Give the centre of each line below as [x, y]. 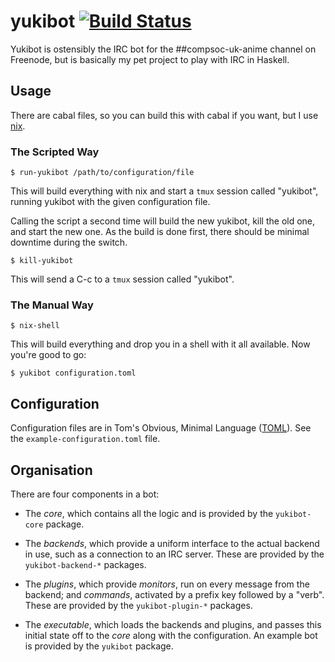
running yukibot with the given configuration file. [110, 202]
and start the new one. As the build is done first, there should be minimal [160, 232]
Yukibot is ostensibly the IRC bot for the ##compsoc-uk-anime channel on [163, 49]
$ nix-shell [35, 326]
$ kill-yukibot [42, 261]
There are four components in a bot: [85, 494]
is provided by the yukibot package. [99, 646]
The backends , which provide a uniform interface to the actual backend [172, 543]
